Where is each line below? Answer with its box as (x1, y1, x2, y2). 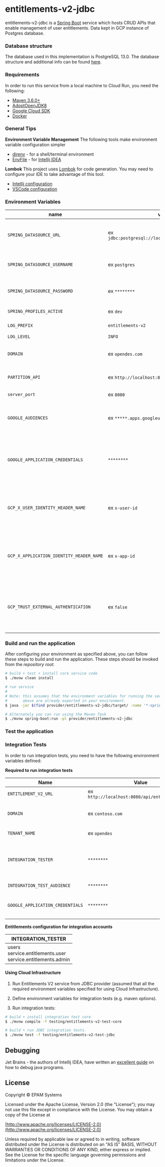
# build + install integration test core (5, 1014, 91, 1019)
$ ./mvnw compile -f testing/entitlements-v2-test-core (5, 1019, 122, 1024)
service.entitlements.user (7, 950, 66, 957)
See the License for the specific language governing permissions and (5, 1152, 146, 1158)
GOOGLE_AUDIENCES (7, 415, 48, 421)
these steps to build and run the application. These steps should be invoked (5, 656, 159, 662)
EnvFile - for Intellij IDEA (12, 156, 61, 162)
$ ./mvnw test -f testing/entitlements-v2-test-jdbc (5, 1033, 115, 1037)
